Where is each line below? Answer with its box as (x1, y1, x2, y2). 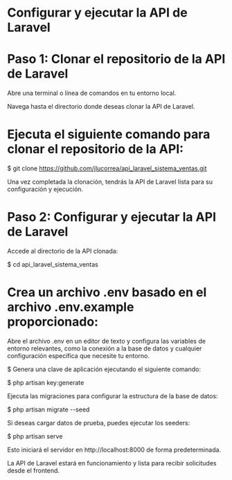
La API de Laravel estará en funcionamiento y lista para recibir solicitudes (7, 459, 217, 467)
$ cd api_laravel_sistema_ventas (7, 260, 98, 268)
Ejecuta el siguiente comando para (7, 127, 211, 143)
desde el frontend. (7, 466, 60, 474)
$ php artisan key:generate (7, 378, 84, 386)
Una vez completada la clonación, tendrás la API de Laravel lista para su (7, 178, 213, 186)
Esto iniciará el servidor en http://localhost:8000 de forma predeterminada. (7, 445, 222, 454)
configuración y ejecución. (7, 185, 84, 193)
